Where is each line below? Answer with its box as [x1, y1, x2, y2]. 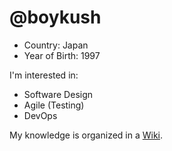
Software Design [23, 88, 94, 100]
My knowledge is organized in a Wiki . [9, 129, 164, 141]
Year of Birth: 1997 [23, 49, 101, 61]
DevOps [23, 109, 58, 121]
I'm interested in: [9, 69, 79, 81]
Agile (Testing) [23, 99, 85, 111]
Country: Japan [23, 39, 89, 51]
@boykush [9, 6, 102, 29]
